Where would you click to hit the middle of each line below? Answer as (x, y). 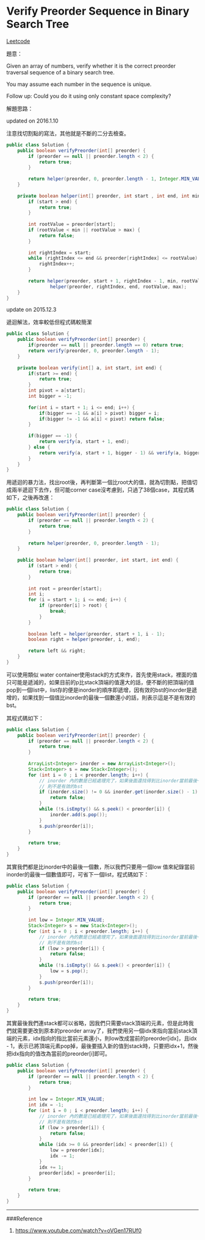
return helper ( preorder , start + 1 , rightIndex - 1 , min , (103, 281)
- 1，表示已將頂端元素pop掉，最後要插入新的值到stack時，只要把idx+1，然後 (103, 1046)
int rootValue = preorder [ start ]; (72, 224)
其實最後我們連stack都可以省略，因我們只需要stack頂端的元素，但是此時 (98, 1023)
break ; (58, 611)
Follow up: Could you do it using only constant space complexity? (89, 96)
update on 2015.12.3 (31, 310)
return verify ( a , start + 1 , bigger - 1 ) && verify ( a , (110, 453)
